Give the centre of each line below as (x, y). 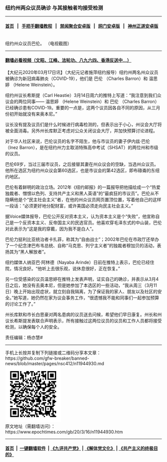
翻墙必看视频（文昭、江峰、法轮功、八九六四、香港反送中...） (68, 60)
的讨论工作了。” (20, 304)
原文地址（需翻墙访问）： (30, 426)
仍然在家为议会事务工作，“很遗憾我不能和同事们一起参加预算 (97, 298)
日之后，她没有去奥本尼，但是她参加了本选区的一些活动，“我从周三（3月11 (81, 285)
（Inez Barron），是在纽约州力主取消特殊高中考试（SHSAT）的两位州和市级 (82, 147)
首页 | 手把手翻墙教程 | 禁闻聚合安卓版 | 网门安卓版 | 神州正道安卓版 (82, 26)
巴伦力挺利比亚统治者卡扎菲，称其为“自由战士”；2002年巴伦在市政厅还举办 (82, 239)
